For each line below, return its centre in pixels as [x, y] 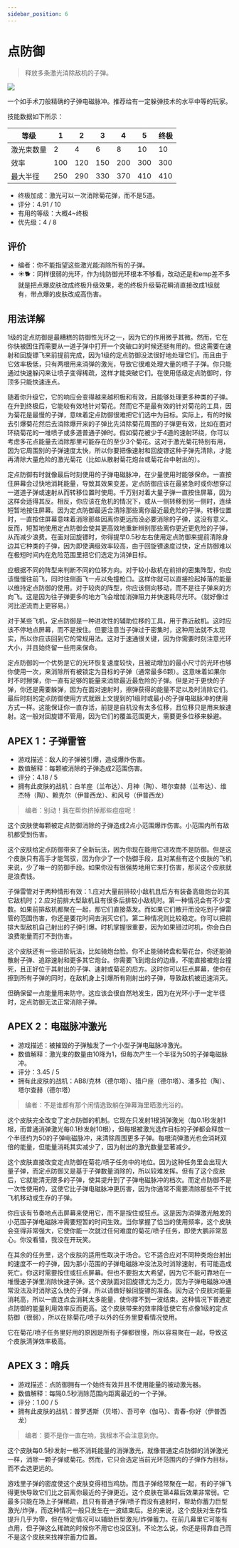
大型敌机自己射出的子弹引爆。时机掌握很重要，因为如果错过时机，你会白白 [122, 927]
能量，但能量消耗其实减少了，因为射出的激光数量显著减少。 [107, 1146]
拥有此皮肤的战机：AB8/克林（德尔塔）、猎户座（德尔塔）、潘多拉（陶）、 [123, 1081]
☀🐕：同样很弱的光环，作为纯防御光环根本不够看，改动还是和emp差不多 [124, 274]
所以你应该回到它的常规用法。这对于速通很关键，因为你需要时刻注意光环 [126, 638]
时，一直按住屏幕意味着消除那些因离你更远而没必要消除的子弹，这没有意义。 [119, 519]
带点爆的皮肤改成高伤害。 [68, 294]
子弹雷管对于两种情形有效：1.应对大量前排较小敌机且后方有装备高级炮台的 [116, 891]
